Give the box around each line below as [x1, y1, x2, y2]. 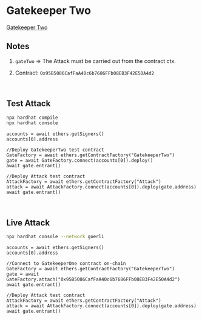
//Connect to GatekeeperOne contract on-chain [6, 261, 126, 267]
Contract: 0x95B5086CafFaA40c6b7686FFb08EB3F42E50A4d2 [15, 69, 155, 76]
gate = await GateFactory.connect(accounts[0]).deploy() [6, 158, 153, 164]
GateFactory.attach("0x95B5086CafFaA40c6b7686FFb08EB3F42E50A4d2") [6, 276, 181, 282]
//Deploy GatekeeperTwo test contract [6, 147, 104, 153]
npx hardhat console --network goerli [6, 234, 104, 240]
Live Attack [6, 218, 50, 228]
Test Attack [6, 98, 51, 109]
